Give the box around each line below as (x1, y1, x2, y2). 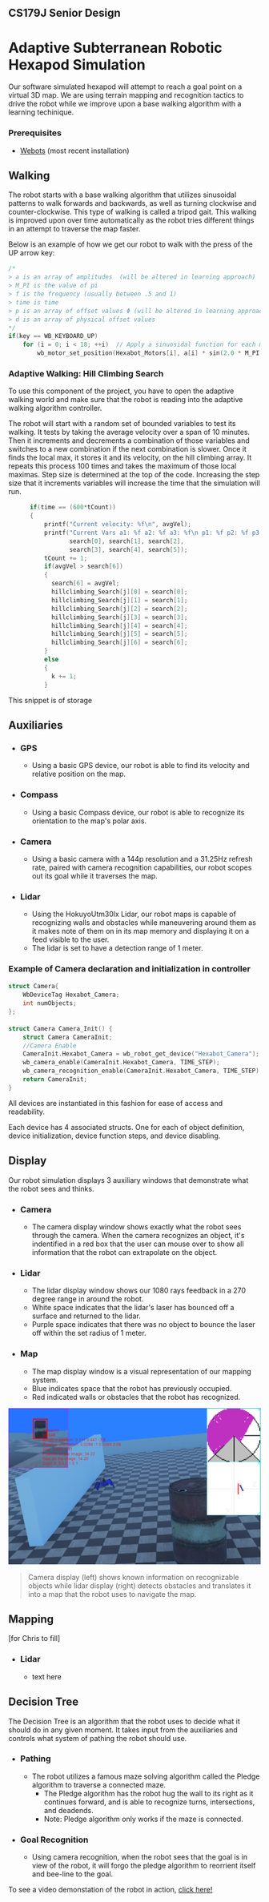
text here (31, 1671, 62, 1681)
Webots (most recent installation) (19, 146, 130, 155)
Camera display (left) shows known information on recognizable (27, 1572, 239, 1582)
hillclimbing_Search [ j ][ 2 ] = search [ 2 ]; (50, 605, 188, 613)
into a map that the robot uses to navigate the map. (27, 1589, 197, 1598)
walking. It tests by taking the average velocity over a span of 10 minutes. (8, 428, 251, 437)
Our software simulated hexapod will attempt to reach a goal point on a (8, 82, 243, 91)
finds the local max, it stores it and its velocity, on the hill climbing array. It (8, 452, 252, 463)
